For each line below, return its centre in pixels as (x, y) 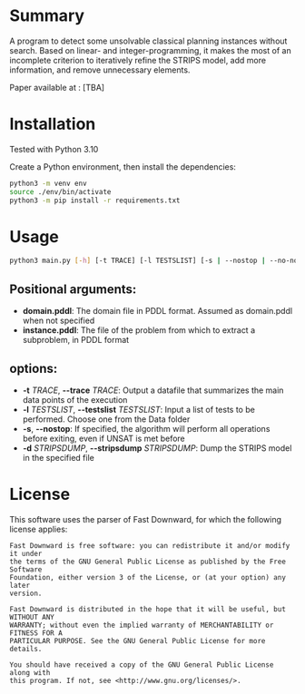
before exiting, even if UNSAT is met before (104, 438)
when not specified (59, 321)
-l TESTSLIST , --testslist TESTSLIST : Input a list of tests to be (139, 409)
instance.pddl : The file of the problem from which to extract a (139, 330)
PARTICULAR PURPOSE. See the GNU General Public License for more (138, 640)
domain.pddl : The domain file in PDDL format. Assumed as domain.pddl (157, 311)
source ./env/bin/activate (60, 191)
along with (30, 672)
